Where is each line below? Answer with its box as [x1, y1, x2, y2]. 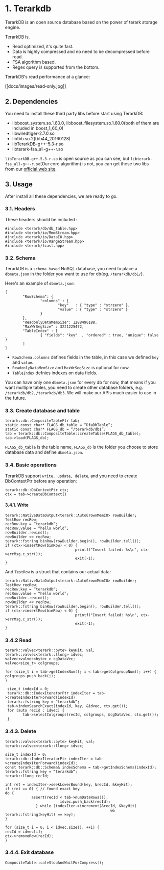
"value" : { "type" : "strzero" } [57, 307, 128, 312]
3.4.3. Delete [5, 728, 37, 735]
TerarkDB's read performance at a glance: [5, 74, 90, 79]
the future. [5, 395, 26, 401]
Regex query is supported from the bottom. [12, 64, 100, 70]
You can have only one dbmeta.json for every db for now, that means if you [5, 380, 156, 385]
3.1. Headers [5, 205, 35, 212]
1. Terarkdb [5, 3, 51, 14]
